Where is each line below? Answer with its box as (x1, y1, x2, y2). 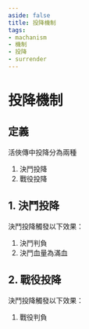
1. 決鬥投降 (8, 199, 60, 213)
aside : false (8, 11, 51, 20)
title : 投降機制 (8, 19, 56, 27)
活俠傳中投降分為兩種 (8, 147, 77, 157)
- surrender (8, 56, 47, 64)
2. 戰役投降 (8, 273, 62, 287)
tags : (8, 26, 26, 34)
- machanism (8, 33, 47, 42)
